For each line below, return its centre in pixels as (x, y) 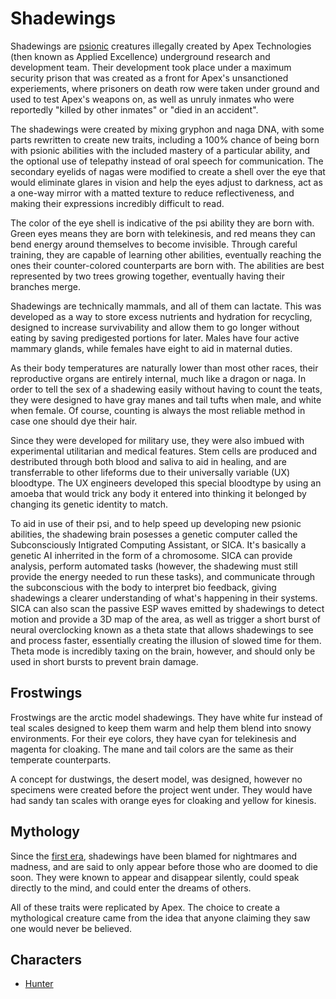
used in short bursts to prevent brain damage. (104, 661)
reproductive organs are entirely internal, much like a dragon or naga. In (158, 378)
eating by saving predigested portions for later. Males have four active (155, 338)
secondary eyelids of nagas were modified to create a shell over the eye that (168, 171)
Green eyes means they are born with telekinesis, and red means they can (163, 233)
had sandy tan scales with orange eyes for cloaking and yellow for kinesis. (163, 800)
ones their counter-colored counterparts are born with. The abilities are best (167, 265)
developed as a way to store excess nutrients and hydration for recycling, (161, 316)
